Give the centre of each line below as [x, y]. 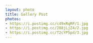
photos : [13, 19]
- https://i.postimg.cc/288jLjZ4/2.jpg [47, 28]
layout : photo [20, 10]
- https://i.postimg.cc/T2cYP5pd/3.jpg [47, 33]
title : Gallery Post [27, 14]
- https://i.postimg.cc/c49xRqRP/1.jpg [47, 23]
